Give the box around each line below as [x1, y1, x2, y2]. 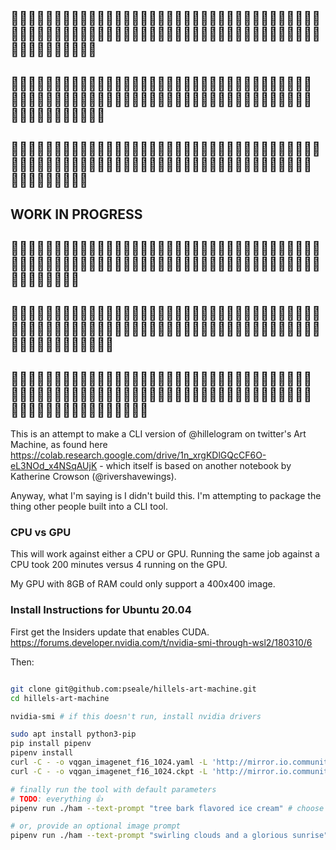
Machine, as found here [10, 439, 108, 451]
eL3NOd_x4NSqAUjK [10, 460, 98, 472]
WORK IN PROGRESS [10, 206, 143, 223]
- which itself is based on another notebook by [99, 460, 292, 472]
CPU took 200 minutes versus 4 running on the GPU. [10, 559, 228, 571]
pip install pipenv [10, 739, 92, 749]
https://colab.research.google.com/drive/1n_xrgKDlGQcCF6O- [10, 449, 267, 461]
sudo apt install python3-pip [10, 729, 137, 740]
